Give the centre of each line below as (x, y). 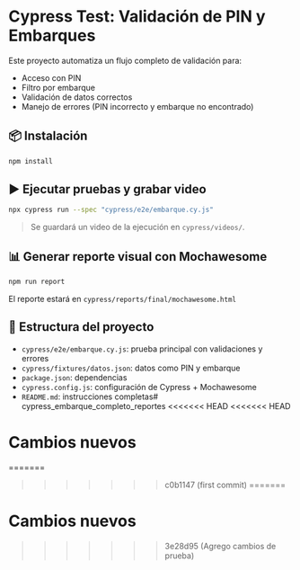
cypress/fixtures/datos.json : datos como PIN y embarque (131, 368)
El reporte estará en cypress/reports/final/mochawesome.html (123, 299)
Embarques (52, 36)
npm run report (37, 282)
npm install (31, 161)
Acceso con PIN (51, 77)
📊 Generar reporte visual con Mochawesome (138, 257)
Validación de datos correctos (77, 97)
